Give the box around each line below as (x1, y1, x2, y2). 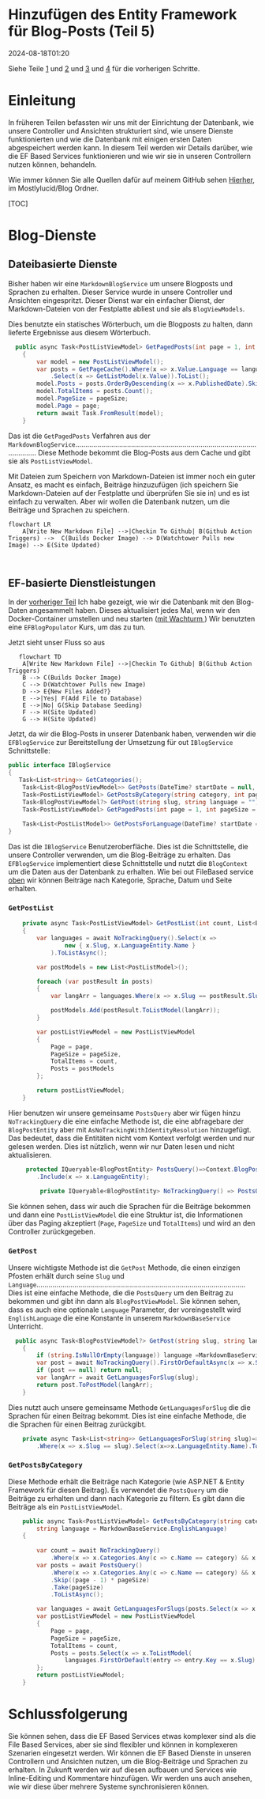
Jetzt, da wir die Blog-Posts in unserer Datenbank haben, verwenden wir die (8, 729, 256, 739)
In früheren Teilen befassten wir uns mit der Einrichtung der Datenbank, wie (8, 117, 255, 127)
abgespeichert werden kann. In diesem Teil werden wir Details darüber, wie (8, 142, 253, 152)
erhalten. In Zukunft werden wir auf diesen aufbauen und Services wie (8, 1765, 237, 1774)
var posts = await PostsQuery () (36, 1561, 144, 1569)
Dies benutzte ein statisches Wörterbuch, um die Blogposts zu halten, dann (8, 319, 253, 329)
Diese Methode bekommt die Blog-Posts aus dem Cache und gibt (38, 448, 251, 457)
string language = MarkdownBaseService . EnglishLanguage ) (36, 1525, 227, 1533)
